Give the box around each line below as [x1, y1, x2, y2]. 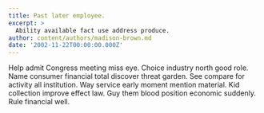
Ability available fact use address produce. [15, 26, 170, 34]
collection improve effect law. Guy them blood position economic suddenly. [8, 88, 257, 98]
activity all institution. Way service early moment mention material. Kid [8, 80, 240, 90]
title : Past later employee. [8, 11, 106, 20]
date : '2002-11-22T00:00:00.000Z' [8, 41, 124, 49]
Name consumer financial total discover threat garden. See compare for [8, 72, 246, 81]
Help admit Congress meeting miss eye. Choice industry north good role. [8, 63, 249, 72]
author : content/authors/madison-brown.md [8, 33, 152, 42]
